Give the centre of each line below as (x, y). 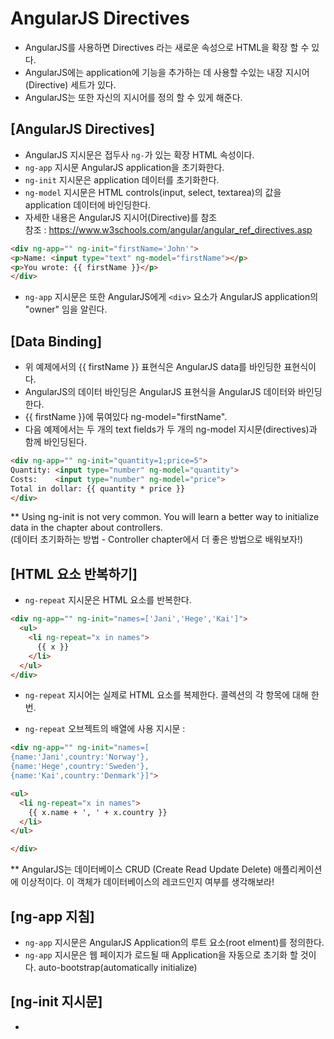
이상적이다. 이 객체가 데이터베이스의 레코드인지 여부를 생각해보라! (147, 882)
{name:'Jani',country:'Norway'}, (80, 757)
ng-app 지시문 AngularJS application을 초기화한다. (124, 167)
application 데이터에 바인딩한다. (88, 204)
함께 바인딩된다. (55, 442)
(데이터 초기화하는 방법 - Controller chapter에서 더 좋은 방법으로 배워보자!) (157, 539)
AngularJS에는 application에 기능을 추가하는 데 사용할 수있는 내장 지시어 (167, 72)
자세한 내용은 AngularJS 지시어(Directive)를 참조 (121, 217)
